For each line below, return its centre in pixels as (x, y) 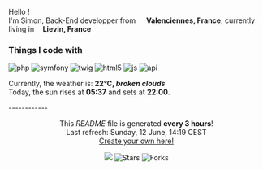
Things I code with (45, 50)
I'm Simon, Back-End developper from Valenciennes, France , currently (132, 20)
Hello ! (19, 12)
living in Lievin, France (50, 29)
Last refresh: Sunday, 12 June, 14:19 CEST (136, 133)
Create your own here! (136, 141)
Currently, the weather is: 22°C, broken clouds (87, 84)
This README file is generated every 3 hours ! (136, 124)
